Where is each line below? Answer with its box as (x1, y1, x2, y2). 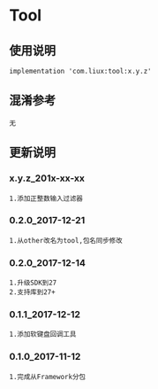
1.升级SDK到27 (9, 278, 57, 288)
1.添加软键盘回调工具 (9, 330, 77, 339)
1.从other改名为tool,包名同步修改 (9, 236, 123, 245)
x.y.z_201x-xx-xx (9, 172, 86, 184)
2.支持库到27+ (9, 288, 56, 297)
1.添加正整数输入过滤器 (9, 194, 84, 203)
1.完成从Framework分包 (9, 372, 87, 381)
